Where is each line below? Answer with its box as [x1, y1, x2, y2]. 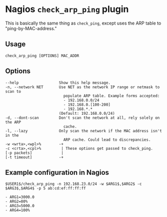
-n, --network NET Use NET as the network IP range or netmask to [5, 84, 160, 90]
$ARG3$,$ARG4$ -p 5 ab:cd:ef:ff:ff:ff [5, 186, 86, 191]
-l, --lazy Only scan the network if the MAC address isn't [5, 128, 162, 133]
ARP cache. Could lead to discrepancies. [63, 137, 151, 142]
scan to [5, 89, 21, 94]
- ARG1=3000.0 [5, 194, 35, 200]
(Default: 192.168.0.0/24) [58, 111, 115, 116]
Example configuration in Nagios [5, 168, 109, 176]
